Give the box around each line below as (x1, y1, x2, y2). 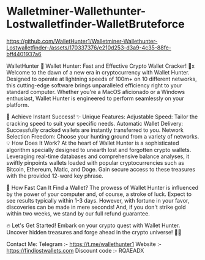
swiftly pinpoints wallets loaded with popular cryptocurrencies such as (6, 159, 185, 166)
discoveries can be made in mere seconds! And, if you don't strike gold (6, 203, 186, 211)
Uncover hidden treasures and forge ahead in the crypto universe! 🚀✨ (6, 228, 182, 236)
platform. (6, 101, 29, 108)
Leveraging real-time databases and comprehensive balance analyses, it (6, 153, 190, 160)
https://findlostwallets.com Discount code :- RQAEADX (6, 247, 144, 254)
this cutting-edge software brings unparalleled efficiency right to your (6, 81, 182, 89)
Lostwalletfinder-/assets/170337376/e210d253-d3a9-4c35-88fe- (6, 44, 171, 51)
